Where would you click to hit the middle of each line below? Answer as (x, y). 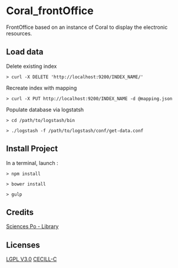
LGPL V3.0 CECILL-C (32, 259)
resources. (19, 33)
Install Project (32, 149)
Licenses (23, 245)
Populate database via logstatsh (45, 110)
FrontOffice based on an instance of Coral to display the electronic (87, 27)
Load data (25, 52)
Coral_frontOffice (50, 11)
